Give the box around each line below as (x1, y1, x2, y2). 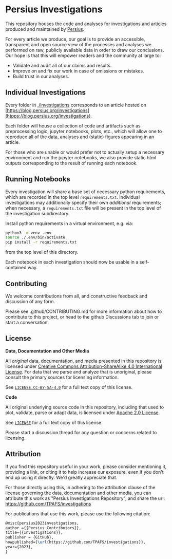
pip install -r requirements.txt (5, 240, 77, 245)
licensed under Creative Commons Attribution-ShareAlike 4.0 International (5, 363, 163, 369)
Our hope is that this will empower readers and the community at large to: (5, 52, 161, 59)
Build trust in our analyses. (12, 73, 69, 79)
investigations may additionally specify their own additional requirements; (5, 199, 162, 206)
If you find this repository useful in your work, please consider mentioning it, (5, 463, 167, 470)
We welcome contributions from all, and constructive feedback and (5, 293, 148, 299)
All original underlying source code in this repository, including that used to (5, 404, 164, 410)
